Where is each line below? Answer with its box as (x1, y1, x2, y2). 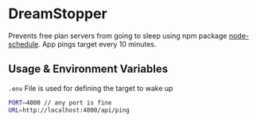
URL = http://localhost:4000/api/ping (8, 106, 130, 114)
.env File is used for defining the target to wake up (8, 83, 173, 93)
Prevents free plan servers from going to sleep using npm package (8, 31, 228, 40)
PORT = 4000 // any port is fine (8, 98, 112, 107)
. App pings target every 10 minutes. (38, 39, 157, 48)
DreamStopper (8, 5, 107, 23)
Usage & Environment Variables (8, 63, 169, 76)
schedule (8, 39, 39, 48)
